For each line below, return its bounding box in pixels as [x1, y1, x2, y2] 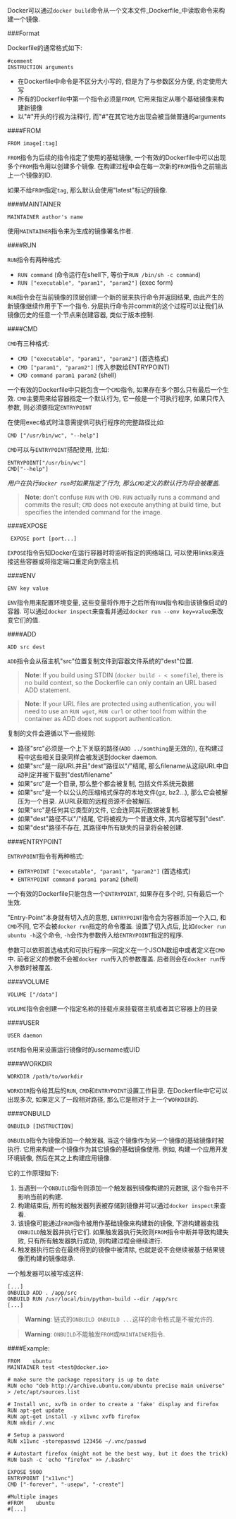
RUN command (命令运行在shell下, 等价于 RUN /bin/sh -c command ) [17, 271, 201, 278]
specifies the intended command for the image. [24, 508, 163, 516]
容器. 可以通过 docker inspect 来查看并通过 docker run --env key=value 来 [7, 607, 218, 615]
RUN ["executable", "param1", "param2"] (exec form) [17, 278, 174, 287]
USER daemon [7, 1032, 42, 1039]
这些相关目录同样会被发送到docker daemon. [30, 753, 159, 761]
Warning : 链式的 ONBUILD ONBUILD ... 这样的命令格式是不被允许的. [24, 1315, 215, 1323]
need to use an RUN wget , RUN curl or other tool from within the [24, 707, 206, 715]
